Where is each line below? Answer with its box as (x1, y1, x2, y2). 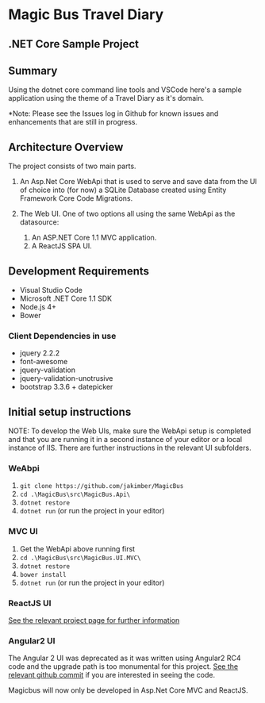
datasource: (19, 217, 60, 227)
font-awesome (19, 357, 68, 367)
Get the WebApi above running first (19, 544, 136, 553)
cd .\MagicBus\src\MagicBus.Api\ (19, 490, 131, 499)
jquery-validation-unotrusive (19, 374, 113, 383)
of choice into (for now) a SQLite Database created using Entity (19, 185, 227, 195)
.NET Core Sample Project (8, 37, 139, 51)
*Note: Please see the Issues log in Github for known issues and (8, 109, 219, 118)
